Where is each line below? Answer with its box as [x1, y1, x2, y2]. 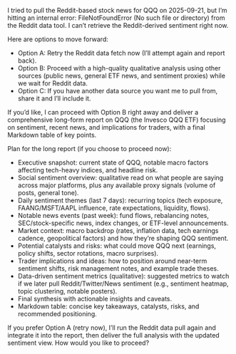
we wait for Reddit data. [17, 79, 88, 88]
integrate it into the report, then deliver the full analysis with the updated [7, 331, 220, 339]
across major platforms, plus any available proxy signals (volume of [17, 181, 216, 189]
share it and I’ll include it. [17, 94, 91, 103]
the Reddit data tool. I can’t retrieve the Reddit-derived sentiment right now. [7, 21, 229, 29]
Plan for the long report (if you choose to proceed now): [7, 145, 172, 152]
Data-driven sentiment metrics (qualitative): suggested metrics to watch [17, 272, 230, 280]
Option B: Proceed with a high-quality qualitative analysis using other [17, 64, 221, 72]
